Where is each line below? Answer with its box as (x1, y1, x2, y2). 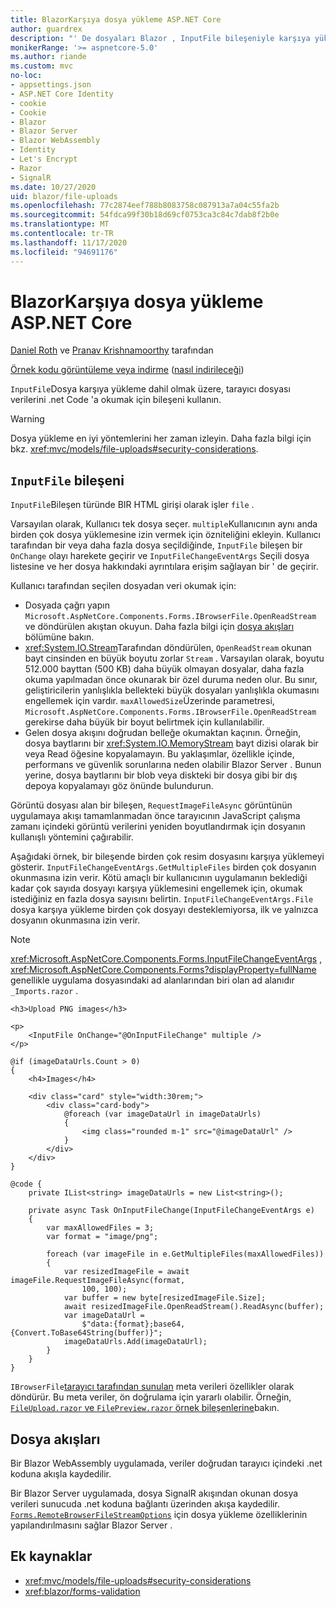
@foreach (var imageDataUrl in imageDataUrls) (63, 1109, 262, 1120)
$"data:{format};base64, (81, 1319, 186, 1330)
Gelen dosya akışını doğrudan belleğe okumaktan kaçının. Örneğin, (24, 727, 302, 739)
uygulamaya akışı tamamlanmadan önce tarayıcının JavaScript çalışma (10, 810, 301, 822)
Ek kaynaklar (10, 1548, 93, 1565)
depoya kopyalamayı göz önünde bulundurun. (24, 780, 214, 792)
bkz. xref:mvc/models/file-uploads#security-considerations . (10, 443, 259, 455)
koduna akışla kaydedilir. (10, 1468, 112, 1480)
